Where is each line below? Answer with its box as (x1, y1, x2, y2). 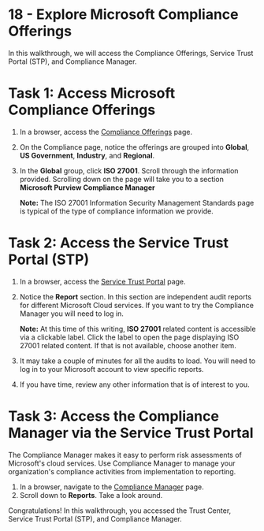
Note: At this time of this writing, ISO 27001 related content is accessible (19, 324, 256, 333)
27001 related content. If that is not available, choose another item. (19, 340, 236, 350)
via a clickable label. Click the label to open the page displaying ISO (19, 332, 240, 342)
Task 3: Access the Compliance (8, 407, 219, 425)
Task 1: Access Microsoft (8, 84, 176, 102)
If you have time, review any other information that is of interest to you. (19, 380, 250, 389)
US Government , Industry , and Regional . (19, 150, 155, 160)
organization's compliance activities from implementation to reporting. (8, 466, 236, 476)
